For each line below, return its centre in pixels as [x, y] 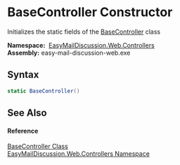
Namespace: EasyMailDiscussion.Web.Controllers [81, 45]
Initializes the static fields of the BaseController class [84, 32]
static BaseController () [44, 91]
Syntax [23, 75]
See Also [27, 113]
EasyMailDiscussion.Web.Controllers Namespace [78, 154]
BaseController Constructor [90, 12]
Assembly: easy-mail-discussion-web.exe [69, 53]
